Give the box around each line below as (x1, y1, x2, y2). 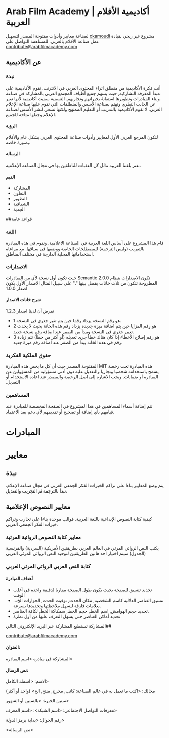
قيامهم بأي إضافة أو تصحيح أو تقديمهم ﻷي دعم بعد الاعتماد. (6, 408, 115, 415)
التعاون (13, 190, 27, 196)
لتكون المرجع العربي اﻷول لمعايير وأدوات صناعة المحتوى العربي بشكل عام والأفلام (6, 134, 158, 140)
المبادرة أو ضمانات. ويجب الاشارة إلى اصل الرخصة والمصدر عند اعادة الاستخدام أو (6, 374, 159, 380)
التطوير (13, 196, 27, 202)
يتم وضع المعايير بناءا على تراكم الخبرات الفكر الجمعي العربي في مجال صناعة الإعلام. (6, 482, 164, 488)
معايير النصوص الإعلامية (6, 503, 71, 511)
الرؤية (6, 123, 17, 129)
